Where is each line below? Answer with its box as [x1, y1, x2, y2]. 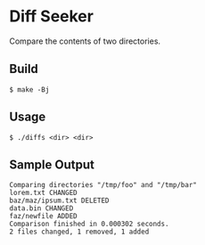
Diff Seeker [9, 6, 94, 27]
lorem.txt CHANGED [9, 189, 78, 198]
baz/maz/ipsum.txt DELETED [9, 196, 110, 206]
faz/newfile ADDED [9, 212, 78, 221]
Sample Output [9, 157, 95, 172]
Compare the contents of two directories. [9, 36, 161, 46]
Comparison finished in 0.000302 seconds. [9, 220, 169, 229]
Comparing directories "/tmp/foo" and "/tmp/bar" [9, 181, 198, 190]
